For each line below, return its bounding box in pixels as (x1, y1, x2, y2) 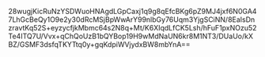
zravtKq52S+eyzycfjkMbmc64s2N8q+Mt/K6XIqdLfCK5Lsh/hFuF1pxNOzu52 (8, 23, 257, 32)
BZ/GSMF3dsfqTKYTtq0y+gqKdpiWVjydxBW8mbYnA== (8, 40, 191, 49)
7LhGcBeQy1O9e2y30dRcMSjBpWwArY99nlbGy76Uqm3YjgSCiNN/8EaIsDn (8, 15, 256, 24)
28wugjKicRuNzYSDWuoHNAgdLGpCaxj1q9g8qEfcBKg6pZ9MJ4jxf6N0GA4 (8, 7, 257, 16)
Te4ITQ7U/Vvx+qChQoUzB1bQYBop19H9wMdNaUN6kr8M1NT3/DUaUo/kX (8, 31, 253, 41)
